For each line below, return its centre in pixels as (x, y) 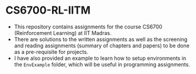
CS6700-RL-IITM (48, 10)
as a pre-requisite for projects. (51, 52)
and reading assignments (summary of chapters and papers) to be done (102, 46)
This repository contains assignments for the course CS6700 (88, 27)
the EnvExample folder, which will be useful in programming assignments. (102, 64)
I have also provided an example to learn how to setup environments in (100, 58)
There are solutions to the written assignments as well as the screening (101, 39)
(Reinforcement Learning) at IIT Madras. (63, 33)
